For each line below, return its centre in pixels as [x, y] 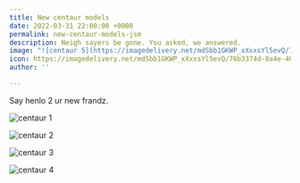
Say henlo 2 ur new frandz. [59, 100]
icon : [19, 59]
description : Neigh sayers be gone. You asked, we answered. [125, 42]
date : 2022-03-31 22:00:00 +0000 [71, 26]
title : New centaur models [59, 17]
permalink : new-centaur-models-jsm [75, 34]
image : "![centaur [43, 51]
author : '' [29, 68]
